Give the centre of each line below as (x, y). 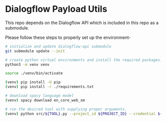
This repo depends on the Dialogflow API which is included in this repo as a (82, 23)
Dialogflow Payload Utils (56, 9)
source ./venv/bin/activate (34, 73)
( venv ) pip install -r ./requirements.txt (49, 87)
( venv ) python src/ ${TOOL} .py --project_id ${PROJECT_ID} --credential (80, 114)
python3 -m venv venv (27, 64)
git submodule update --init (35, 51)
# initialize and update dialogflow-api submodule (58, 46)
